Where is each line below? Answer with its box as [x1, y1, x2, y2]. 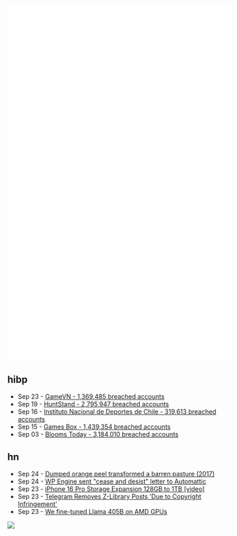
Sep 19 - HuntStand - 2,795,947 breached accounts [17, 400, 169, 409]
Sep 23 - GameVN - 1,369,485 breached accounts [17, 392, 165, 401]
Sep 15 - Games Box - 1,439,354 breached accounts [17, 422, 171, 432]
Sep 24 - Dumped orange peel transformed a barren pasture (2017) [17, 470, 215, 478]
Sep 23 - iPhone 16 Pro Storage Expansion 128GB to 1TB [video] [17, 485, 205, 493]
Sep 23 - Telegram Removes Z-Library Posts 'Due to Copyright [17, 493, 202, 501]
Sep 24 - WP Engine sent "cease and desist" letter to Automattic [17, 477, 206, 486]
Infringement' [17, 500, 58, 508]
